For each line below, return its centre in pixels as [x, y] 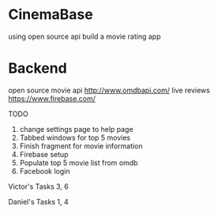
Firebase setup [44, 154]
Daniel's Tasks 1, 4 [38, 201]
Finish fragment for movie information [81, 146]
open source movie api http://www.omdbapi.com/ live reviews [109, 90]
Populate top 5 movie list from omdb [79, 163]
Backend [38, 68]
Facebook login [45, 171]
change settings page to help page [76, 129]
